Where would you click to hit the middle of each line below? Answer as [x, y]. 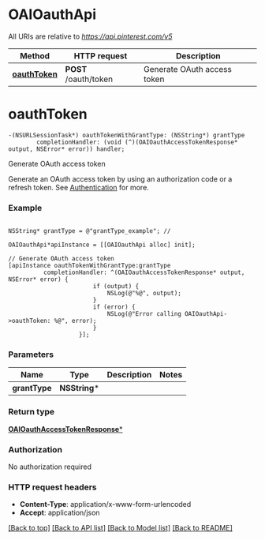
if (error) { [114, 307]
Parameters [31, 354]
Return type [32, 412]
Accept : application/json [60, 513]
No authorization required [50, 467]
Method [34, 55]
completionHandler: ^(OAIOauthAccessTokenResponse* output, [144, 273]
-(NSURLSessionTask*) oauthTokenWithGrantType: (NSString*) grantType [127, 135]
